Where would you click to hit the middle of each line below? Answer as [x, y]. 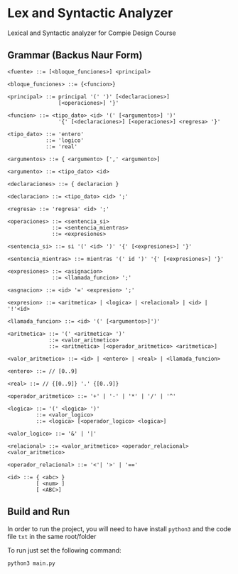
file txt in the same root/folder [52, 536]
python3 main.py [31, 563]
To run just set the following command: [65, 550]
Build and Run [38, 512]
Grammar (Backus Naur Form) [75, 55]
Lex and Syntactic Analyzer [90, 13]
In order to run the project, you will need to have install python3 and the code [119, 528]
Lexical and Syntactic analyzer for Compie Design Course [92, 33]
